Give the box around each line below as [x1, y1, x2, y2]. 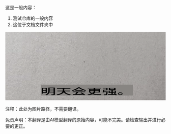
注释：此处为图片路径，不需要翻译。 [5, 106, 81, 112]
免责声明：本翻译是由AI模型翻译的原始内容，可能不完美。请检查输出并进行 [5, 116, 161, 123]
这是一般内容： [5, 5, 37, 10]
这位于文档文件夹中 [12, 22, 53, 27]
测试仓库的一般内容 [12, 15, 53, 21]
